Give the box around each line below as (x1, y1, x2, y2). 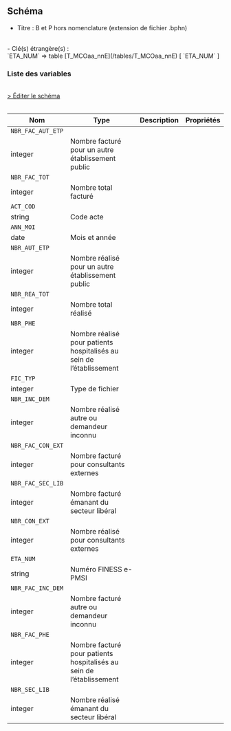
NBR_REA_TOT (10, 290, 50, 298)
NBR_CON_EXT (10, 517, 50, 525)
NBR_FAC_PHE (10, 631, 50, 639)
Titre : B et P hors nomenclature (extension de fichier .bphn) (16, 23, 188, 32)
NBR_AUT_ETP (10, 244, 50, 252)
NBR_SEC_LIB (10, 686, 50, 694)
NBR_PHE (10, 320, 36, 327)
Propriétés (185, 116, 221, 125)
